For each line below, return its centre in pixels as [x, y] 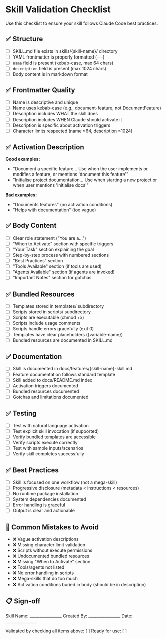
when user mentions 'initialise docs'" [51, 185]
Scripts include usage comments [46, 323]
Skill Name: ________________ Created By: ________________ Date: [69, 616]
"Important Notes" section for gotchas [52, 278]
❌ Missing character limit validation [49, 545]
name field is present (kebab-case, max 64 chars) [63, 63]
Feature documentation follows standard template [64, 374]
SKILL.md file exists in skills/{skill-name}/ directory [65, 51]
